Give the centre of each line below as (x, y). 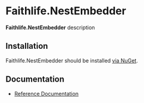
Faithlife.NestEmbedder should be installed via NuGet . (72, 60)
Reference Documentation (46, 93)
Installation (27, 46)
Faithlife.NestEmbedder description (50, 27)
